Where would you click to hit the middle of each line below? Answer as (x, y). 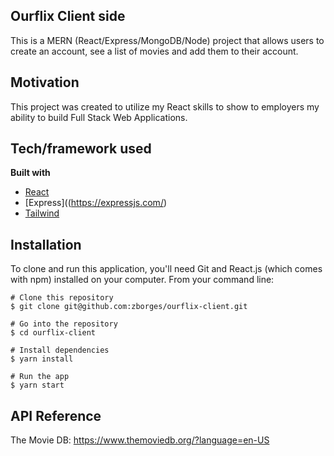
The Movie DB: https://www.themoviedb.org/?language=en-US (140, 440)
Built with (30, 173)
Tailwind (42, 213)
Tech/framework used (81, 149)
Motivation (45, 82)
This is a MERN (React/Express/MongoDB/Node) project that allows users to (167, 40)
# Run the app (40, 377)
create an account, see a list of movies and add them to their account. (154, 51)
